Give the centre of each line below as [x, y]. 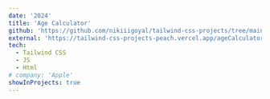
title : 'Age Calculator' [50, 23]
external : [25, 38]
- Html [27, 68]
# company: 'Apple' [41, 75]
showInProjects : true [45, 82]
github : [21, 30]
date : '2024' [30, 16]
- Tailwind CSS [41, 53]
